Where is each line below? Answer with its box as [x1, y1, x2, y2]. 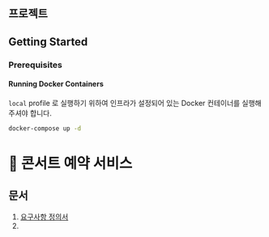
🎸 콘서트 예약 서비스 [8, 154, 133, 172]
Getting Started [8, 35, 88, 49]
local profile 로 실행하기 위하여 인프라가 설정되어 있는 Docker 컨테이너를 [8, 98, 241, 108]
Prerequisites [8, 59, 62, 70]
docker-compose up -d [8, 124, 82, 133]
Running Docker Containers [8, 79, 104, 89]
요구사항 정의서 [19, 212, 69, 222]
